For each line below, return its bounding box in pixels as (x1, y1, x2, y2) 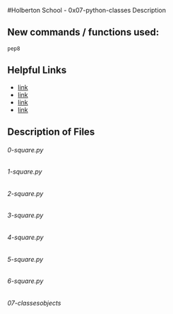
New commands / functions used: (7, 26, 160, 38)
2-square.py (7, 189, 44, 198)
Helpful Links (7, 64, 67, 76)
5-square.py (7, 255, 44, 263)
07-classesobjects (7, 298, 61, 307)
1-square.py (7, 167, 42, 176)
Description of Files (7, 126, 95, 138)
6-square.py (7, 277, 44, 285)
